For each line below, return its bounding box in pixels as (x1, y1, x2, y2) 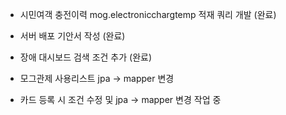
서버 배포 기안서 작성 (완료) (19, 30, 126, 42)
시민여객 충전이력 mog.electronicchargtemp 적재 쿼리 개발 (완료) (19, 9, 277, 20)
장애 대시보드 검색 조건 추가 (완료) (19, 51, 153, 63)
